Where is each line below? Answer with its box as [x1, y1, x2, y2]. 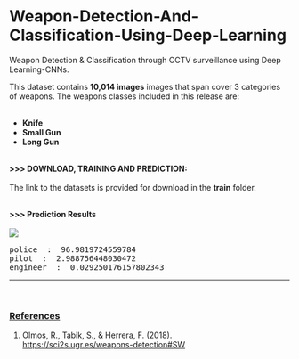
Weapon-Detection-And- [9, 6, 198, 27]
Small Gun [21, 126, 61, 137]
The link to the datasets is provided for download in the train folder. [9, 182, 256, 192]
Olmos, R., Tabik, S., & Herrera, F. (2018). [21, 330, 173, 340]
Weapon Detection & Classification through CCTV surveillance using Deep [9, 54, 282, 65]
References [9, 309, 61, 322]
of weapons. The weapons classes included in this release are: [9, 91, 240, 102]
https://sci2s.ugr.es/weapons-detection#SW [21, 339, 185, 350]
